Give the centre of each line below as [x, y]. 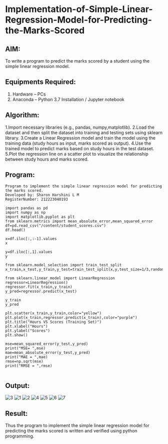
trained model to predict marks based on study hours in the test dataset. [80, 148]
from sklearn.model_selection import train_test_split [63, 265]
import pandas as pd [27, 208]
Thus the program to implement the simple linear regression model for [77, 425]
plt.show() [16, 335]
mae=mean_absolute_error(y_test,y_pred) [48, 353]
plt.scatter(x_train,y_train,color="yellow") [53, 313]
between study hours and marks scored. [47, 159]
